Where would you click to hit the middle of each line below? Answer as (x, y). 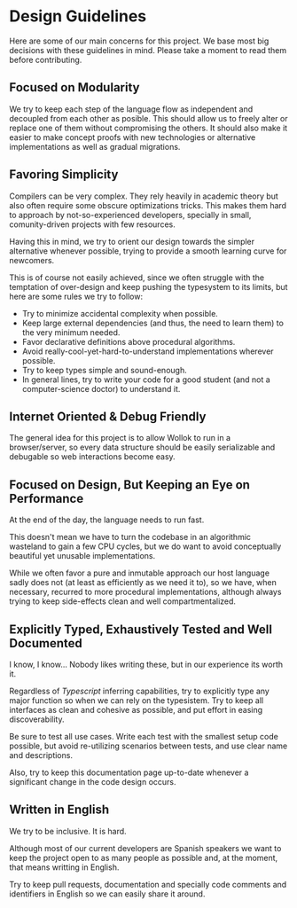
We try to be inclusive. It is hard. (68, 831)
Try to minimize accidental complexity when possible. (120, 313)
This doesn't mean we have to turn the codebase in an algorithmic (130, 537)
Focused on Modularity (74, 87)
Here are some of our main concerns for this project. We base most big (139, 41)
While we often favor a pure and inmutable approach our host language (140, 573)
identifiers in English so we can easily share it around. (107, 894)
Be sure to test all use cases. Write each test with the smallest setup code (144, 736)
